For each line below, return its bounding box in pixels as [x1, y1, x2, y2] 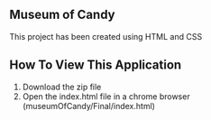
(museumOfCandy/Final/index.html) [22, 100, 156, 111]
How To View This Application [9, 58, 182, 73]
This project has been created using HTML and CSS [9, 31, 203, 42]
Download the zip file [22, 81, 102, 92]
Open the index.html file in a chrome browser [22, 90, 191, 102]
